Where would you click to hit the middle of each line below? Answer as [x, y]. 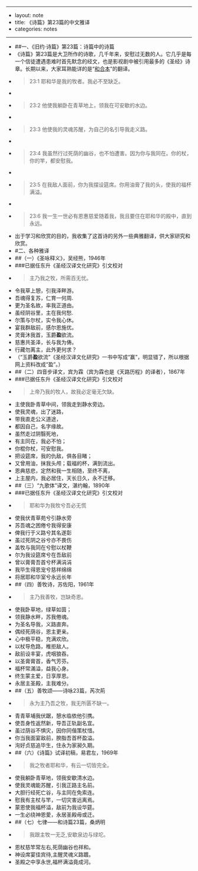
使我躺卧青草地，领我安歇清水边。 [56, 778]
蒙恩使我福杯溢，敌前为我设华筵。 [56, 807]
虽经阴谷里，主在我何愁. [44, 313]
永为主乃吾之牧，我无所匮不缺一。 [71, 703]
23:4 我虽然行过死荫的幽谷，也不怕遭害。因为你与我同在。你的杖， [110, 153]
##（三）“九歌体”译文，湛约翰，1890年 [62, 485]
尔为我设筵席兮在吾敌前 [43, 555]
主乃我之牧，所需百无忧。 [60, 278]
